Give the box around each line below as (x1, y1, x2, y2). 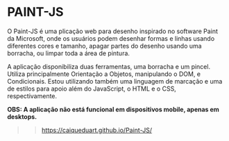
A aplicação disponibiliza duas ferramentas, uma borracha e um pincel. (7, 62, 210, 70)
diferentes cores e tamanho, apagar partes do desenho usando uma (7, 41, 203, 50)
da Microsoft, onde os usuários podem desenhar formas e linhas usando (7, 34, 215, 42)
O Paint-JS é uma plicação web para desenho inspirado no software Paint (7, 27, 219, 35)
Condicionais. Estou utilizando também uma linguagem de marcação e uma (7, 77, 223, 85)
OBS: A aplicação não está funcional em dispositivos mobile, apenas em (7, 105, 220, 113)
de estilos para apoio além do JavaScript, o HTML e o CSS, (7, 84, 177, 93)
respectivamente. (7, 91, 58, 100)
